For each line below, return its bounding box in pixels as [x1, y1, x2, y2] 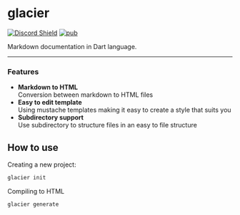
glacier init [7, 174, 46, 182]
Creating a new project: [7, 160, 76, 169]
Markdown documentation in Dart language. [7, 42, 137, 51]
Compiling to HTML [7, 187, 65, 195]
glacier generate [7, 201, 59, 208]
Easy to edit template [17, 98, 82, 107]
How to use [7, 141, 59, 154]
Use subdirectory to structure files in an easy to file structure [17, 121, 198, 130]
